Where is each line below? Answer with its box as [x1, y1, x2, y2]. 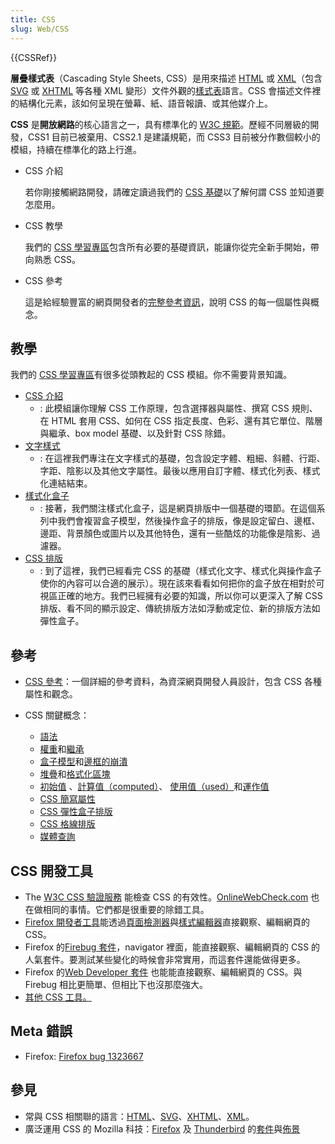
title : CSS [10, 14, 56, 25]
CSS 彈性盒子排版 [39, 806, 113, 818]
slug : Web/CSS [10, 24, 70, 34]
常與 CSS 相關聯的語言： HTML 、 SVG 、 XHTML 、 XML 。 [24, 1110, 255, 1122]
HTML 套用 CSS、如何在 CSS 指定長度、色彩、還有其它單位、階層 [51, 415, 323, 427]
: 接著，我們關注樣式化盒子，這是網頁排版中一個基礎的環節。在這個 [39, 502, 317, 515]
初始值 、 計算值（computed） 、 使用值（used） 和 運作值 [39, 781, 270, 793]
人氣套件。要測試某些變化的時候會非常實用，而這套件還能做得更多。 [24, 953, 306, 965]
